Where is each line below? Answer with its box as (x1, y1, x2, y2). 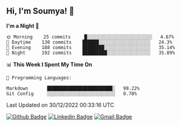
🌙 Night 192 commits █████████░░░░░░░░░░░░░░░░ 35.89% (6, 50, 175, 56)
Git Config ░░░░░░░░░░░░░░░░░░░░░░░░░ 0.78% (6, 90, 137, 97)
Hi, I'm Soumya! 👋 (6, 6, 75, 16)
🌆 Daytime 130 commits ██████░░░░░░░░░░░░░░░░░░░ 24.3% (6, 39, 172, 45)
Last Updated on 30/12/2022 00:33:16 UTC (6, 101, 114, 108)
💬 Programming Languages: (6, 75, 72, 81)
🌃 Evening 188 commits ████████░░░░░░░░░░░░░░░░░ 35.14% (6, 44, 175, 50)
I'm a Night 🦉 (6, 22, 39, 29)
